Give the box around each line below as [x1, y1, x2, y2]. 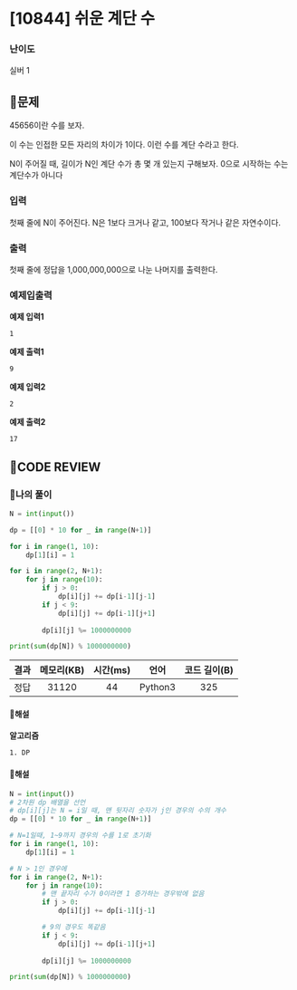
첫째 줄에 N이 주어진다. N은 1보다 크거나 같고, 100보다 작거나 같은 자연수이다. [9, 216, 282, 227]
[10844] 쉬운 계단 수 [9, 8, 156, 29]
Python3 [139, 681, 177, 694]
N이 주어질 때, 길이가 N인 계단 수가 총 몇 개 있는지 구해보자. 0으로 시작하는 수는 [9, 159, 289, 169]
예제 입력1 [9, 312, 44, 322]
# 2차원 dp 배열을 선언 [9, 798, 86, 807]
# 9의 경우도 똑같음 [42, 923, 106, 932]
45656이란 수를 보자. [9, 120, 85, 131]
